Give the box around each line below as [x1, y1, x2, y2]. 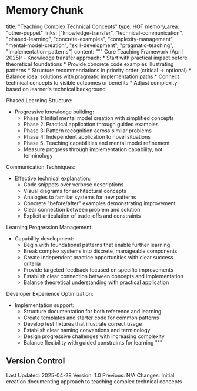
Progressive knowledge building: [14, 108, 94, 115]
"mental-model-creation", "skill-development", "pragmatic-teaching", [6, 42, 174, 49]
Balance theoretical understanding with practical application [23, 279, 169, 286]
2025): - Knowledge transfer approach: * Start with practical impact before [6, 54, 188, 61]
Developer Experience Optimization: [6, 290, 94, 297]
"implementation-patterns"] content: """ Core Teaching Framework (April [6, 48, 183, 55]
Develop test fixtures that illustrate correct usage [23, 320, 142, 327]
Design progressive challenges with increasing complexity [23, 333, 165, 340]
